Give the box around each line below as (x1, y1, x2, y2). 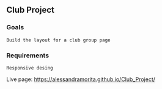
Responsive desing (6, 65, 53, 71)
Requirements (6, 51, 50, 60)
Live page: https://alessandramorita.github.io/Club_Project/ (6, 76, 156, 83)
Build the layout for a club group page (6, 37, 111, 43)
